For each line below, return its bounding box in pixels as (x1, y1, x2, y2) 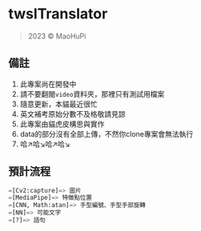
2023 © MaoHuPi (27, 31, 86, 41)
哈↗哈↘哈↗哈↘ (19, 139, 70, 149)
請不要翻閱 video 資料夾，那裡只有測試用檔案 (19, 89, 165, 98)
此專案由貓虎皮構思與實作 (19, 119, 105, 129)
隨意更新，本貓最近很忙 (19, 99, 98, 109)
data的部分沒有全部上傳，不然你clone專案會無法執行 (19, 129, 194, 138)
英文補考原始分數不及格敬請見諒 (19, 109, 126, 118)
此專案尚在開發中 (19, 79, 77, 89)
